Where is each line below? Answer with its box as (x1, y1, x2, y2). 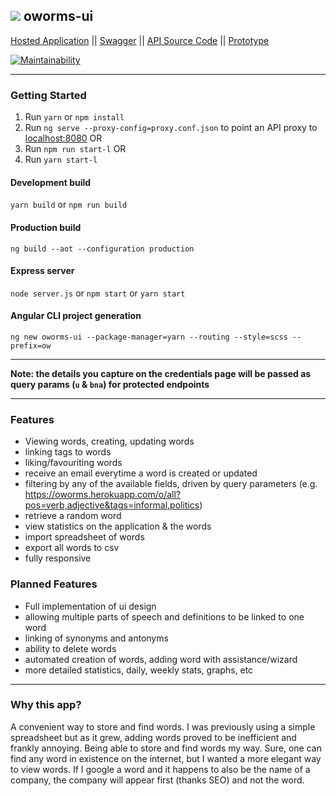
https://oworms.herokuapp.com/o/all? (24, 489, 182, 501)
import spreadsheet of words (24, 531, 145, 543)
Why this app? (10, 698, 82, 712)
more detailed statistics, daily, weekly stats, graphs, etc (24, 664, 254, 676)
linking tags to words (24, 446, 112, 458)
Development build (10, 176, 92, 188)
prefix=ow (10, 340, 52, 351)
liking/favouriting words (24, 457, 123, 469)
